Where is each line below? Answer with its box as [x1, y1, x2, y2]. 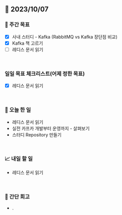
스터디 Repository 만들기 [12, 131, 62, 137]
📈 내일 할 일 [5, 155, 33, 162]
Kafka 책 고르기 [12, 40, 43, 46]
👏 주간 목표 [5, 21, 30, 28]
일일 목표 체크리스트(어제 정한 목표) [5, 70, 85, 77]
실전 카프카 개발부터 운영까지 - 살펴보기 [12, 125, 90, 131]
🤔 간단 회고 [5, 193, 30, 200]
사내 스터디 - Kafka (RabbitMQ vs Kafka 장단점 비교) [12, 33, 118, 40]
